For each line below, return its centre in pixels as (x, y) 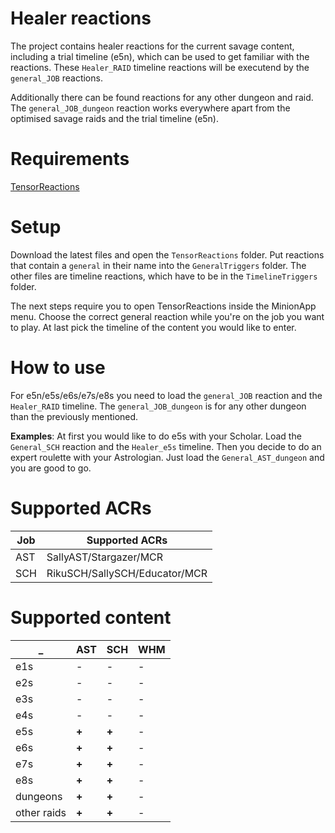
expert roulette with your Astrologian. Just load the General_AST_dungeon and (167, 457)
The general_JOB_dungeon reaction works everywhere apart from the (150, 108)
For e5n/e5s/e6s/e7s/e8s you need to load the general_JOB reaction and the (166, 395)
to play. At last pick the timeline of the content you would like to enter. (153, 327)
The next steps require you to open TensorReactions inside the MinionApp (163, 306)
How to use (58, 368)
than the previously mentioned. (74, 416)
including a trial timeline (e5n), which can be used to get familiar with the (160, 56)
